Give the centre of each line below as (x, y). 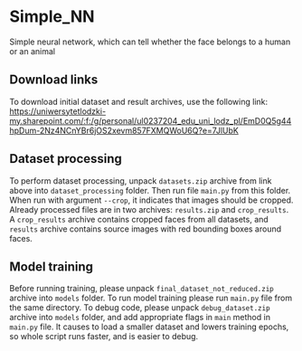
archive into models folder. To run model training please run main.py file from (151, 298)
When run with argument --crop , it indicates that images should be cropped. (151, 200)
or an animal (33, 51)
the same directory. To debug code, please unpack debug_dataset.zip (140, 308)
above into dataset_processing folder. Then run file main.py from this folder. (150, 190)
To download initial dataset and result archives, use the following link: (139, 101)
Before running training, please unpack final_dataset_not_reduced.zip (142, 289)
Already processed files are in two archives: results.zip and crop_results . (149, 209)
